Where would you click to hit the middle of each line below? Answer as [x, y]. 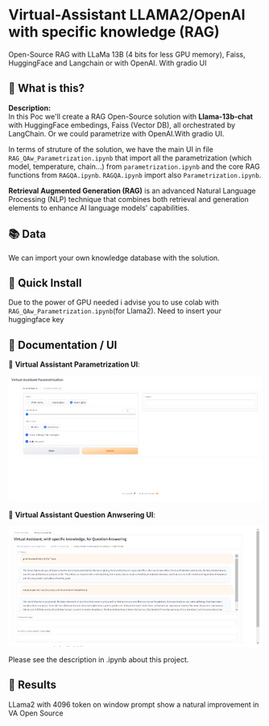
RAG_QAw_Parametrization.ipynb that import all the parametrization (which [130, 157]
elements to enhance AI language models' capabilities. [99, 208]
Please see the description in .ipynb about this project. [99, 659]
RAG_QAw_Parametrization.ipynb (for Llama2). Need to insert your [115, 311]
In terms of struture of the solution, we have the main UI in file [111, 149]
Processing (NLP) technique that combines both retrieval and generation [128, 199]
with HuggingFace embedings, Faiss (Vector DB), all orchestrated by [122, 125]
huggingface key [36, 320]
